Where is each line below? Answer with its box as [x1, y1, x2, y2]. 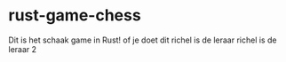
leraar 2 [8, 43, 37, 54]
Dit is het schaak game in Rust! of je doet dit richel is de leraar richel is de [8, 35, 277, 45]
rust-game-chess [8, 5, 141, 26]
